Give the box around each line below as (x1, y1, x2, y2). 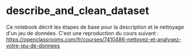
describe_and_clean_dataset (6, 4, 150, 18)
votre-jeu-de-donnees (6, 42, 60, 49)
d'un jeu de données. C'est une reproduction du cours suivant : (6, 29, 160, 36)
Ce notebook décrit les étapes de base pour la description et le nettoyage (6, 23, 184, 30)
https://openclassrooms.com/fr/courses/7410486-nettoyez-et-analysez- (6, 36, 182, 43)
